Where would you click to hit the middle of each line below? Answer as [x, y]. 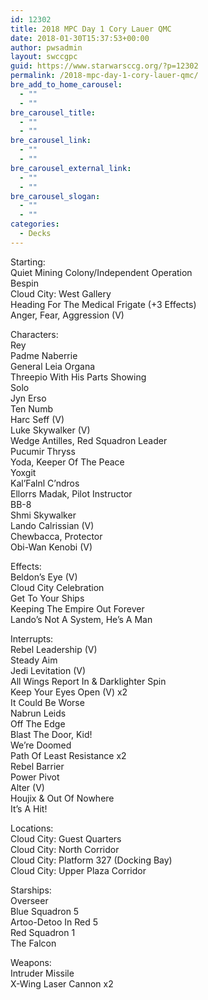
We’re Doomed [41, 745]
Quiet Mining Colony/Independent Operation [101, 272]
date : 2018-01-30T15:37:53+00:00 [80, 38]
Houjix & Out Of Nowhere [62, 798]
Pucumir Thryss [43, 451]
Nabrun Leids [38, 713]
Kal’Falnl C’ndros [45, 483]
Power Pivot [35, 777]
